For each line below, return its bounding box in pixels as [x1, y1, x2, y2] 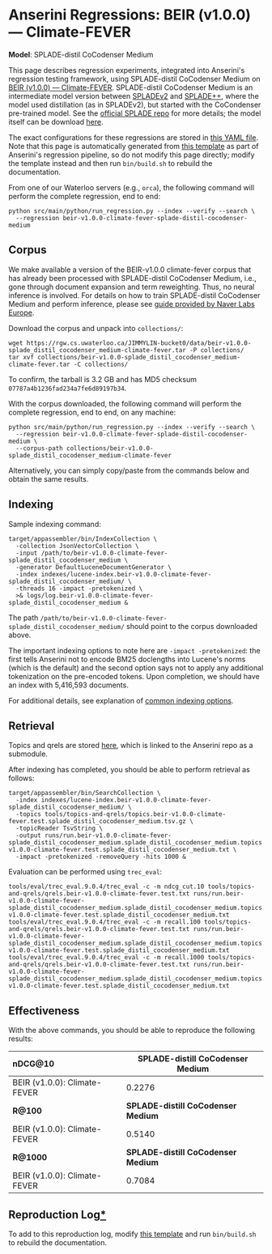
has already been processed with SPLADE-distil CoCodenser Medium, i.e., [8, 273, 257, 283]
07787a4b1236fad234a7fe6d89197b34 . [8, 383, 127, 393]
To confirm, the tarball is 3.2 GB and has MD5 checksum [8, 374, 197, 384]
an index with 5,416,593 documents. [8, 680, 130, 690]
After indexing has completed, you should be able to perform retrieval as [8, 765, 251, 775]
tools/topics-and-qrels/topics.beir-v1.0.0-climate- [44, 810, 227, 818]
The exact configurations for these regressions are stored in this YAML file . [8, 132, 259, 142]
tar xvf [8, 353, 35, 361]
